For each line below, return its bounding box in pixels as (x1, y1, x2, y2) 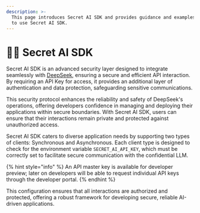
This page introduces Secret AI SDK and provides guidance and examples (11, 14, 196, 20)
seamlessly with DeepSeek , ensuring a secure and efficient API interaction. (6, 72, 190, 79)
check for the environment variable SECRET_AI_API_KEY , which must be (6, 146, 178, 153)
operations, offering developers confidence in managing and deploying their (6, 102, 193, 109)
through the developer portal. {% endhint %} (6, 176, 116, 183)
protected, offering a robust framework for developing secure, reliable (6, 194, 178, 201)
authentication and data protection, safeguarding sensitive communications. (6, 84, 193, 91)
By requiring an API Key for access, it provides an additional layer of (6, 78, 173, 85)
